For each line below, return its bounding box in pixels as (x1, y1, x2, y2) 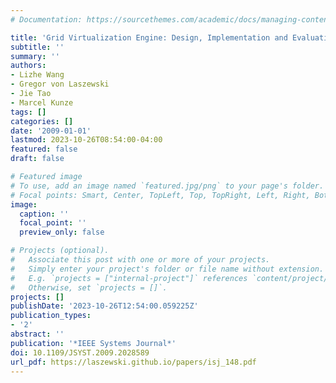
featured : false (10, 144, 78, 155)
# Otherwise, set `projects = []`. (10, 282, 168, 293)
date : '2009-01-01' (10, 126, 92, 136)
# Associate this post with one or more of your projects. (10, 255, 271, 265)
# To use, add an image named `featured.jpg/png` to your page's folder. (10, 181, 325, 191)
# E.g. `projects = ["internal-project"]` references (10, 273, 248, 283)
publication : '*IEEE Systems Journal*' (10, 338, 177, 348)
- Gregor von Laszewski (10, 79, 110, 90)
